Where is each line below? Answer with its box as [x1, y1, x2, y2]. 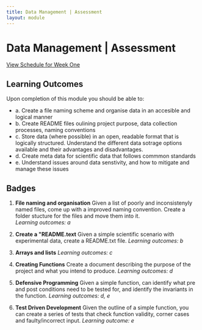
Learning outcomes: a [15, 219, 71, 226]
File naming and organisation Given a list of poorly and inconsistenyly [15, 199, 193, 207]
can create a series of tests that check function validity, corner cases [15, 310, 190, 318]
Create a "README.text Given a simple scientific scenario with [15, 230, 175, 238]
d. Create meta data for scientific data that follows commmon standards [15, 152, 197, 159]
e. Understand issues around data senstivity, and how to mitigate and [15, 159, 190, 166]
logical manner [15, 114, 53, 121]
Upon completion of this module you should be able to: [6, 95, 145, 103]
